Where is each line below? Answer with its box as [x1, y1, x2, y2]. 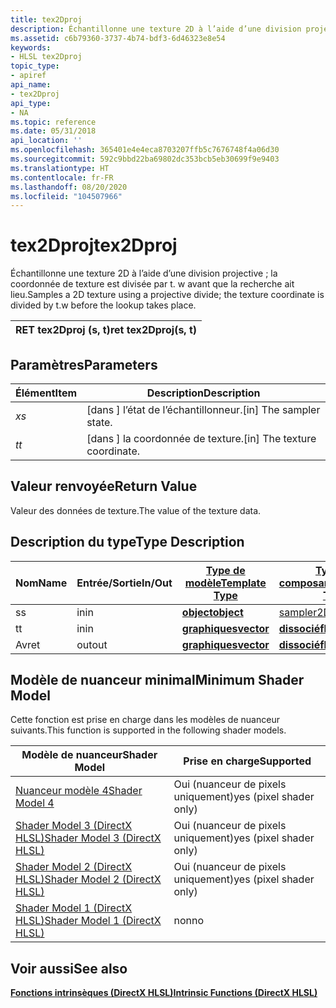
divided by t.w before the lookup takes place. [10, 299, 197, 311]
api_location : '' [10, 136, 83, 146]
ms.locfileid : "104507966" [10, 191, 123, 201]
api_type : [10, 98, 52, 108]
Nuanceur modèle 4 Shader [15, 784, 143, 798]
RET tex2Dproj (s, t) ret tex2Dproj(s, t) [15, 323, 198, 337]
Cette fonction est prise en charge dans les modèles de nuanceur [10, 714, 280, 726]
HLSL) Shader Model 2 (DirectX [15, 872, 162, 886]
